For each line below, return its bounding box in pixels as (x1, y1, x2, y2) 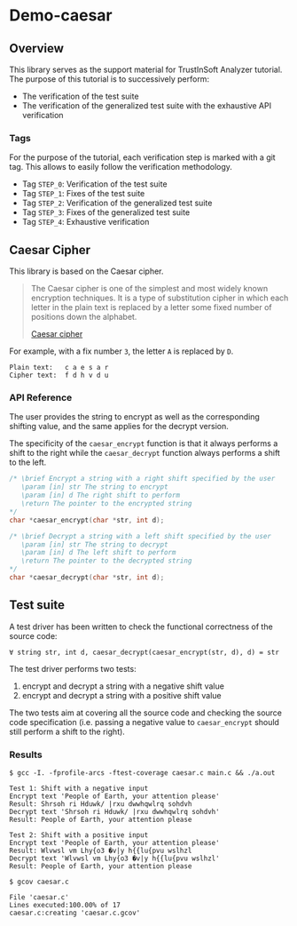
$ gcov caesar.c (9, 877, 69, 887)
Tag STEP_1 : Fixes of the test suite (21, 188, 145, 199)
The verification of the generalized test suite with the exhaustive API (21, 100, 272, 111)
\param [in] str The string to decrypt (20, 539, 168, 549)
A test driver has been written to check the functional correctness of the (9, 621, 273, 632)
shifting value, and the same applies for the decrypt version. (9, 421, 229, 432)
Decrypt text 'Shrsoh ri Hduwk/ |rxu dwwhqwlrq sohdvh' (9, 808, 220, 817)
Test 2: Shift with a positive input (9, 831, 149, 840)
